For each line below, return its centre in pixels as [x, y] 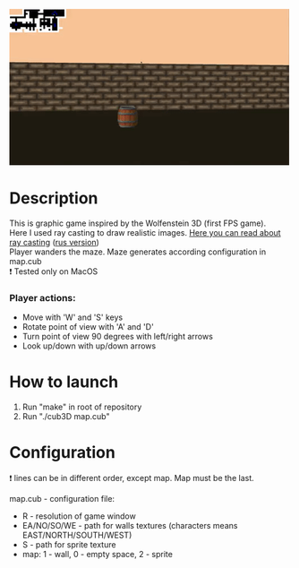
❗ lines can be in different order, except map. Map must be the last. [132, 478]
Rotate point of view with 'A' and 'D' [88, 327]
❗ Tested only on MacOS [54, 271]
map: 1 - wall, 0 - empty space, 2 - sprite [97, 555]
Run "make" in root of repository [82, 407]
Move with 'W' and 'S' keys [73, 317]
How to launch [64, 382]
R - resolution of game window [79, 516]
